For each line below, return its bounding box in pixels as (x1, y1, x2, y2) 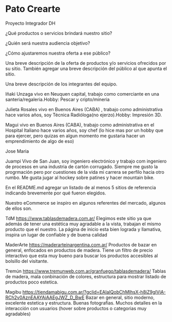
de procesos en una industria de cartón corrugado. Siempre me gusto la (5, 163, 158, 170)
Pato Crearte (5, 3, 61, 15)
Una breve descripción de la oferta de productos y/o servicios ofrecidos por (5, 60, 166, 66)
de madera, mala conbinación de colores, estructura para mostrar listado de (5, 273, 166, 279)
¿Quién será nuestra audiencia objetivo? (5, 40, 90, 46)
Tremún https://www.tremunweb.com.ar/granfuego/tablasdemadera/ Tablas (5, 268, 166, 274)
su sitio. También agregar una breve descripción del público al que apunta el (5, 65, 167, 71)
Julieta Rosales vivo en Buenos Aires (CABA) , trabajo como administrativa (5, 106, 163, 112)
